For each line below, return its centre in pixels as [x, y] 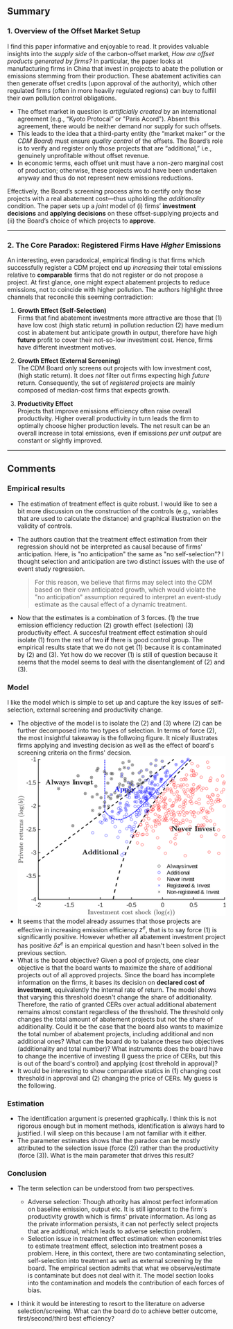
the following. [37, 1086]
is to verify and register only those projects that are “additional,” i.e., [114, 148]
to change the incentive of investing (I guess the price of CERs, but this [119, 1056]
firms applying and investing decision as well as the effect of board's [115, 745]
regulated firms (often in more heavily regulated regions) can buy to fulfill [112, 90]
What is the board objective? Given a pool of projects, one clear [108, 960]
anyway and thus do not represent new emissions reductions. [105, 178]
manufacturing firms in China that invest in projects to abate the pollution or [115, 68]
